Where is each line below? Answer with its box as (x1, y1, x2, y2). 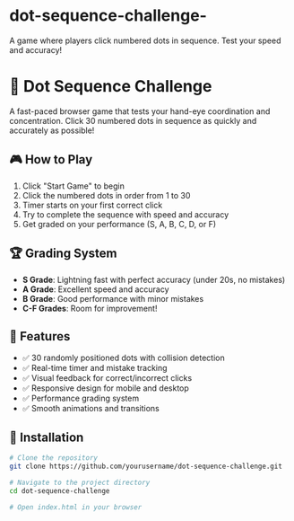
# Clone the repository (9, 454, 99, 463)
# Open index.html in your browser (9, 502, 143, 512)
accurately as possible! (9, 125, 95, 136)
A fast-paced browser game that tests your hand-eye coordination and (9, 105, 271, 117)
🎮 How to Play (9, 152, 93, 167)
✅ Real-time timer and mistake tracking (22, 363, 168, 374)
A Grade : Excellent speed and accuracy (22, 284, 169, 295)
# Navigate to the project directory (9, 478, 151, 487)
